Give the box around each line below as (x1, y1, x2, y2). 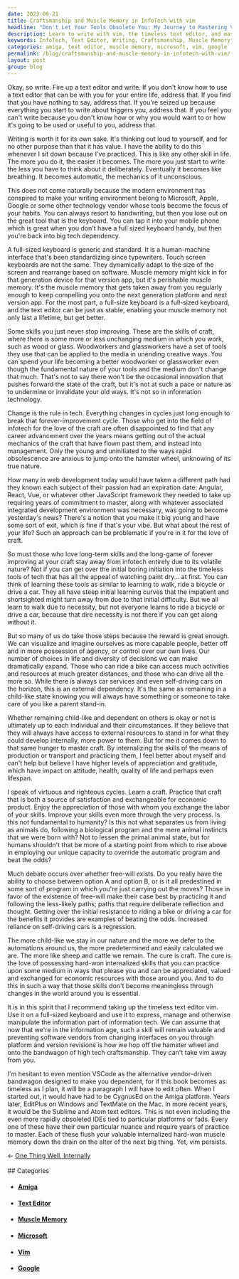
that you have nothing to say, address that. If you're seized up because (7, 97, 216, 107)
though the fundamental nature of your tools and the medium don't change (7, 364, 227, 373)
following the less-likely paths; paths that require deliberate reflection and (7, 899, 224, 908)
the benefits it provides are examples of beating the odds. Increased (7, 915, 208, 923)
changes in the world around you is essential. (7, 989, 140, 997)
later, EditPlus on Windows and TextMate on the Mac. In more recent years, (7, 1100, 228, 1108)
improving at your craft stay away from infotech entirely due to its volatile (7, 557, 222, 566)
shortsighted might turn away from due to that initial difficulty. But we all (7, 595, 219, 603)
